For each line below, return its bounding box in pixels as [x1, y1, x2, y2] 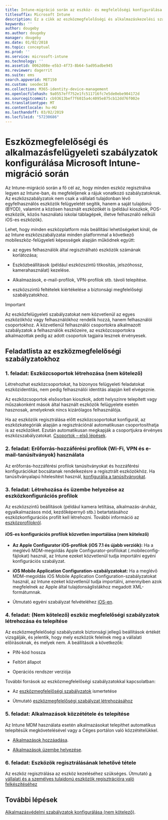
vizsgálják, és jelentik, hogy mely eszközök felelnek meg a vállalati [5, 635, 142, 641]
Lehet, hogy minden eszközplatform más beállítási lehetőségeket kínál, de [5, 226, 157, 232]
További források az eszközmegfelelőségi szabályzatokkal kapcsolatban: [5, 679, 156, 685]
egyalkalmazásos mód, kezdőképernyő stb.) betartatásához [5, 509, 128, 515]
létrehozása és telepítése [5, 618, 68, 625]
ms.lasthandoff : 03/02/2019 [5, 110, 64, 115]
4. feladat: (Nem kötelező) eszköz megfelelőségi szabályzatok [5, 611, 160, 619]
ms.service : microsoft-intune [5, 54, 68, 59]
